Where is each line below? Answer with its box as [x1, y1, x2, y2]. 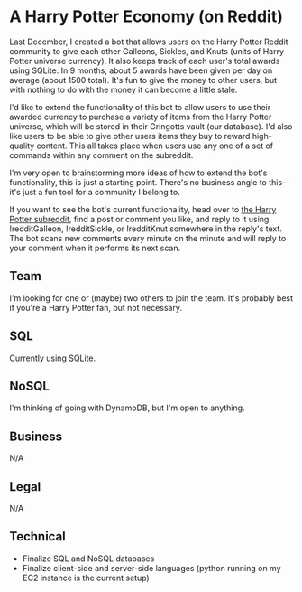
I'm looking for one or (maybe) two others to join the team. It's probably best [9, 292, 294, 304]
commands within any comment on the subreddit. [9, 149, 194, 160]
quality [9, 140, 35, 151]
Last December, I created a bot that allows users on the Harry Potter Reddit [9, 36, 288, 47]
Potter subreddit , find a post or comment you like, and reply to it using [9, 213, 270, 224]
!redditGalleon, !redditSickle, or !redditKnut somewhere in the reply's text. [9, 223, 282, 234]
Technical [9, 529, 66, 544]
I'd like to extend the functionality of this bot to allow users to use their [9, 101, 271, 112]
